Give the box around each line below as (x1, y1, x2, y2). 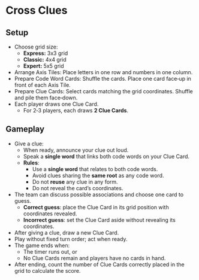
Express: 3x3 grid (23, 50, 68, 57)
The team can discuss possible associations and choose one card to (14, 191, 184, 198)
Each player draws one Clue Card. (14, 101, 99, 108)
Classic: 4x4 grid (23, 56, 67, 63)
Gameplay (5, 124, 45, 135)
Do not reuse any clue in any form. (32, 178, 118, 185)
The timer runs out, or (23, 248, 77, 255)
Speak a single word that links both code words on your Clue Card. (23, 153, 190, 160)
